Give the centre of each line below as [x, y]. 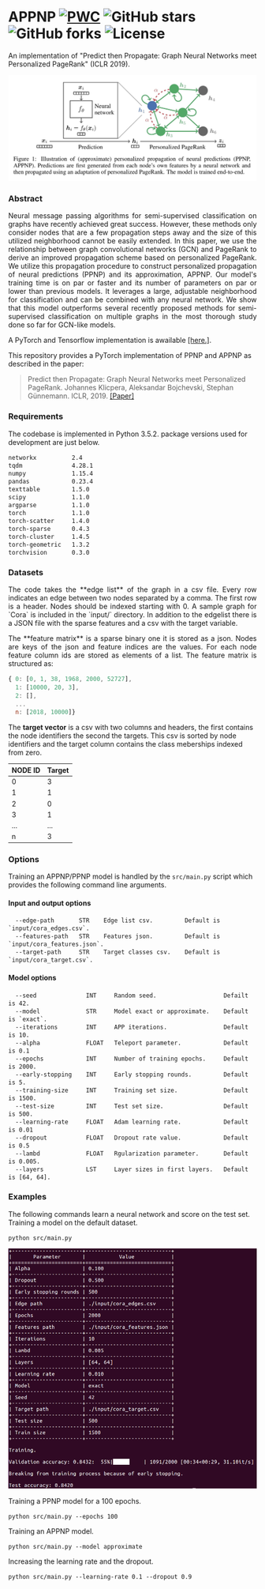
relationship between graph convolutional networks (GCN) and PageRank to [132, 250]
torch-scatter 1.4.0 [49, 521]
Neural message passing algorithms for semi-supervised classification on [132, 216]
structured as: [31, 663]
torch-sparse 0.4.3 [49, 529]
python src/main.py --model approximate [76, 1546]
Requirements [36, 416]
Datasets [26, 572]
